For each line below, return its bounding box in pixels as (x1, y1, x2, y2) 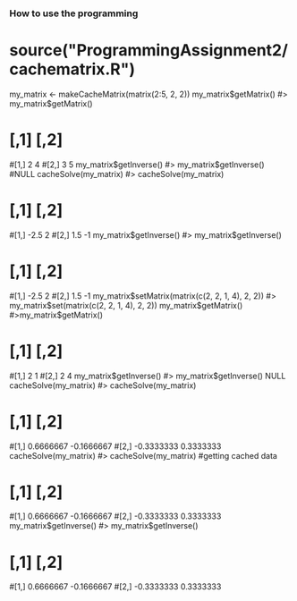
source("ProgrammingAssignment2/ (9, 40, 289, 61)
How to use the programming (9, 7, 139, 20)
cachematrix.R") (9, 59, 136, 80)
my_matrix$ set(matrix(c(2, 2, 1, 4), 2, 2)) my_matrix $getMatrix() (9, 300, 243, 310)
